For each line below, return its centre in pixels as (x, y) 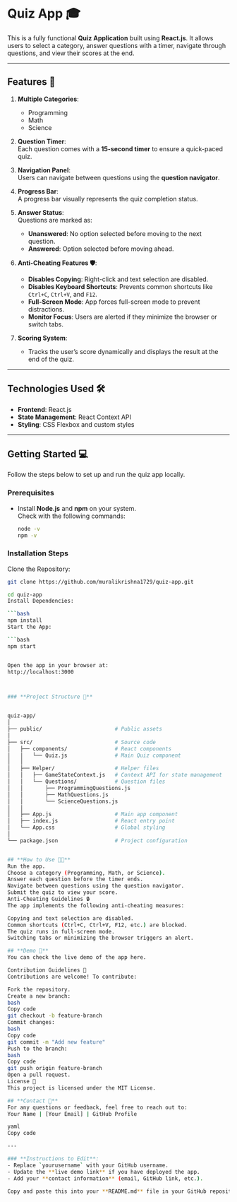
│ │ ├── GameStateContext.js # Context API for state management (115, 775)
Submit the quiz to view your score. (63, 892)
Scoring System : (42, 338)
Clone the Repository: (39, 569)
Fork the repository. (39, 989)
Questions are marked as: (55, 220)
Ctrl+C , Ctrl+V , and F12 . (62, 294)
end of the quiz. (51, 359)
